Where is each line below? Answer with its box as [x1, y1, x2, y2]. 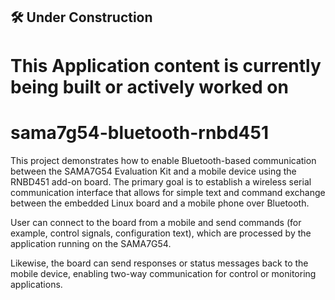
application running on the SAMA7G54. [10, 237, 172, 249]
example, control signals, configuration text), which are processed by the [10, 227, 312, 239]
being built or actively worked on [10, 75, 289, 98]
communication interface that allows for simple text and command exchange [10, 186, 326, 198]
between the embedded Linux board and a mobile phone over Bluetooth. [10, 197, 310, 209]
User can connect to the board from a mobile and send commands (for [10, 216, 302, 228]
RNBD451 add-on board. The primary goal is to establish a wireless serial [10, 175, 312, 188]
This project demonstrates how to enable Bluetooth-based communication [10, 154, 317, 166]
